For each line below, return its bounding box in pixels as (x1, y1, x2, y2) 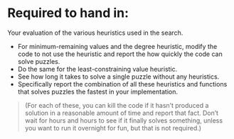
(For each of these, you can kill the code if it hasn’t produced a (24, 101, 209, 109)
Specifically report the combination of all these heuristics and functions (17, 79, 228, 88)
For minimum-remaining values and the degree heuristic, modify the (17, 42, 218, 50)
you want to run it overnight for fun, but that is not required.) (24, 123, 201, 132)
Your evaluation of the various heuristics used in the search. (7, 28, 184, 37)
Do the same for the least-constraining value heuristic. (17, 65, 178, 73)
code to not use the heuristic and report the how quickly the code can (17, 50, 223, 58)
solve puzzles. (17, 57, 60, 65)
